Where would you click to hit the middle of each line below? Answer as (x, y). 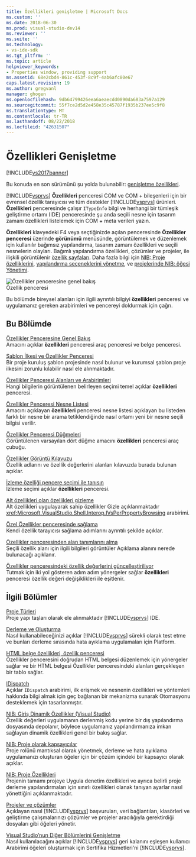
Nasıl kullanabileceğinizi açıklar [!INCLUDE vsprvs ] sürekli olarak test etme (96, 635)
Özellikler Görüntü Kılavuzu (39, 458)
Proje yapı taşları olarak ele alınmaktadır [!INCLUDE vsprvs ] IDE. (83, 617)
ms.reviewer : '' (26, 34)
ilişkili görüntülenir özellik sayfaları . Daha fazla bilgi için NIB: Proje (86, 257)
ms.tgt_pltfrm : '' (29, 56)
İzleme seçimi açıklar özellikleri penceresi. (58, 489)
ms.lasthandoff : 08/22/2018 (41, 122)
